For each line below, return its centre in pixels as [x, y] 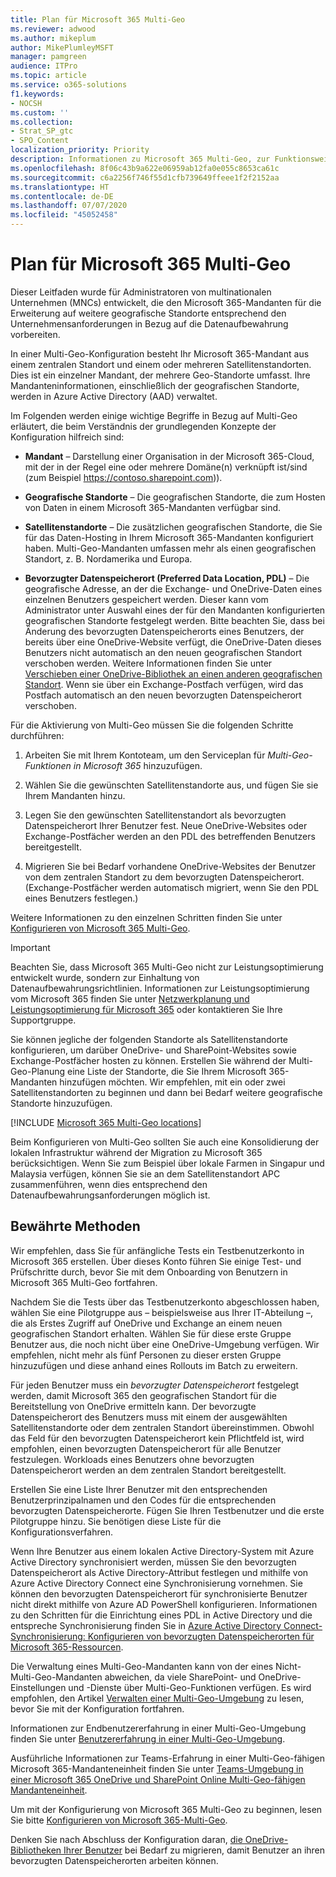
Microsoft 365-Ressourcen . [67, 1647]
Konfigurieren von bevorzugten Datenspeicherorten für [201, 1636]
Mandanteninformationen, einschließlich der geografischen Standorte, [155, 385]
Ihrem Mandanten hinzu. [75, 795]
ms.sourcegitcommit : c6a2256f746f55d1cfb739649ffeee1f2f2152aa [145, 177]
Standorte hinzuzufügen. [61, 1103]
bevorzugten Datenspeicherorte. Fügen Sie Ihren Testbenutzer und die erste [167, 1510]
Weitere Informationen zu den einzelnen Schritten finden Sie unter [146, 917]
